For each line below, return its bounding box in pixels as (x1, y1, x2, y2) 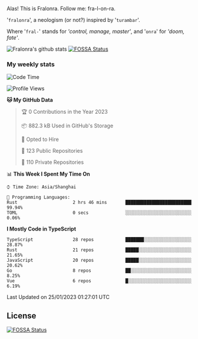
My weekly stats (6, 60, 55, 68)
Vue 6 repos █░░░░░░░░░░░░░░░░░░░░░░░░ (6, 278, 192, 284)
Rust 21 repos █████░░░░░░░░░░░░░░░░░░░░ (6, 247, 192, 253)
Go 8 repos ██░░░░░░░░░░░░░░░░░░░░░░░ (6, 268, 192, 274)
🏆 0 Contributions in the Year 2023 (21, 108, 108, 116)
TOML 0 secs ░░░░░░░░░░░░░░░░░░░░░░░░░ (6, 210, 192, 216)
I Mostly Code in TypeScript (6, 225, 76, 232)
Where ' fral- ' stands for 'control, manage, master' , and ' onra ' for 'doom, (6, 28, 185, 35)
